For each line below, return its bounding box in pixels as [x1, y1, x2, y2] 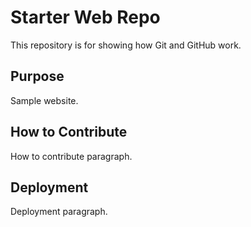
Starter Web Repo [10, 6, 161, 29]
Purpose [10, 68, 65, 85]
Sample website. [10, 94, 79, 106]
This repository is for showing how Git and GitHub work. [10, 39, 242, 51]
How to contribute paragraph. [10, 150, 133, 162]
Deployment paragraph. [10, 206, 108, 218]
